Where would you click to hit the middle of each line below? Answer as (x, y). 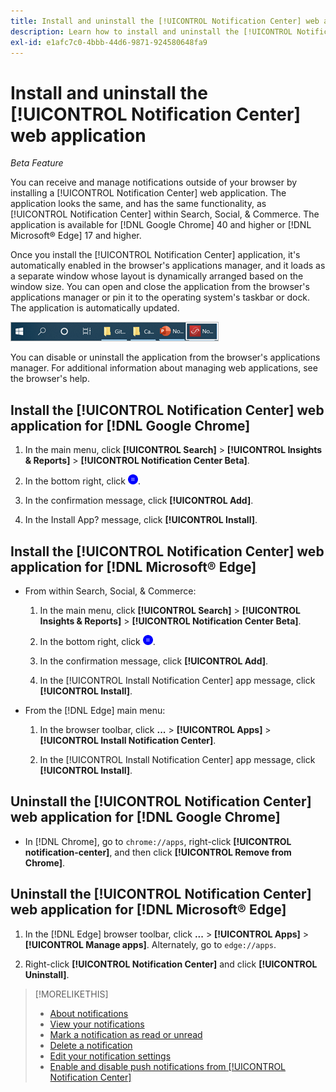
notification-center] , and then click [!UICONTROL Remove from (158, 852)
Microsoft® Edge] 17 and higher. (76, 236)
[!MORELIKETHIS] (71, 994)
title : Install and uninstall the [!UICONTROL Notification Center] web (165, 21)
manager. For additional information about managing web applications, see (164, 368)
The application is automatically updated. (95, 308)
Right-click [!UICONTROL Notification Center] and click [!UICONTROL (171, 964)
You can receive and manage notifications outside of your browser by (154, 182)
